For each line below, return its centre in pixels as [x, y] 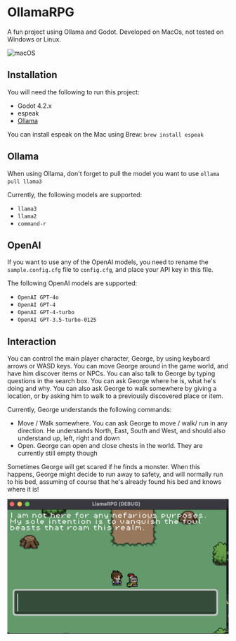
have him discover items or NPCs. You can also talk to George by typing [111, 373]
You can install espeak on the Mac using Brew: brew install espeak [105, 134]
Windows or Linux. [34, 39]
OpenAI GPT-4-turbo [46, 313]
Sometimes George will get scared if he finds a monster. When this [104, 467]
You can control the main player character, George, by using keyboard [109, 359]
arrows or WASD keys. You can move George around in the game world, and [118, 366]
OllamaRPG [41, 12]
